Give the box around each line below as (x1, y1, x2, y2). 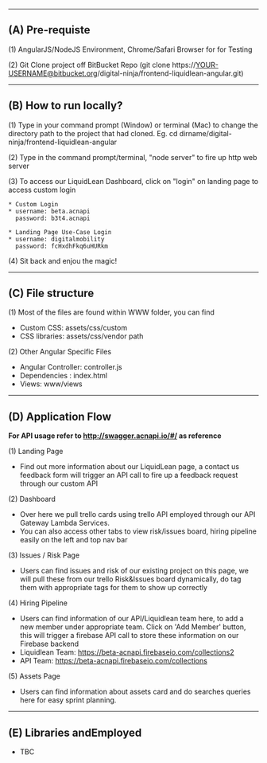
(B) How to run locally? (8, 99, 123, 112)
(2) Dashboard (8, 495, 56, 504)
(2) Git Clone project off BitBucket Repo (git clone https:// (8, 60, 196, 69)
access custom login (8, 185, 76, 194)
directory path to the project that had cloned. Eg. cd (8, 128, 178, 138)
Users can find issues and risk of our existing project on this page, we (19, 566, 249, 576)
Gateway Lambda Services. (19, 518, 110, 528)
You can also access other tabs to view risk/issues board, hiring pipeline (19, 526, 257, 536)
